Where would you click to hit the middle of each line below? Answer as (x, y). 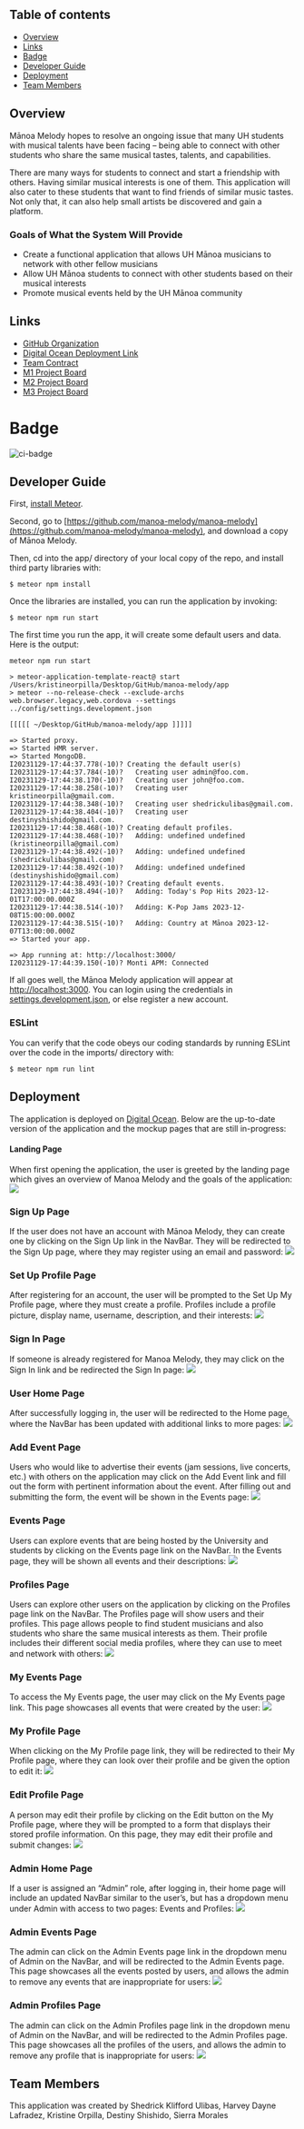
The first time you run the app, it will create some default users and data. (145, 635)
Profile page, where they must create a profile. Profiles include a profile (143, 1305)
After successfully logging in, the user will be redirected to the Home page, (150, 1412)
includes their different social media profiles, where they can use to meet (146, 1642)
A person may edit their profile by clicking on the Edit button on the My (142, 1815)
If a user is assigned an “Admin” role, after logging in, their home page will (147, 1888)
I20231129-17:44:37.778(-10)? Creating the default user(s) (126, 765)
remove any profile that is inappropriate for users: (102, 2055)
